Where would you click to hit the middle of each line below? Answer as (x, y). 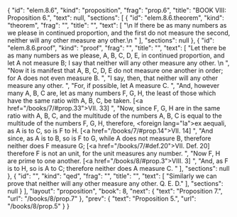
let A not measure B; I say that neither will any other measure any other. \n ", (118, 63)
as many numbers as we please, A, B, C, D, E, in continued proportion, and (116, 55)
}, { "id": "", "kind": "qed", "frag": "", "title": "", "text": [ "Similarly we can (112, 176)
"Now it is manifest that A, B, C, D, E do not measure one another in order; (115, 71)
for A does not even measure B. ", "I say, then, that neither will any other (113, 78)
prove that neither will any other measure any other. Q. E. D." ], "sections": (115, 183)
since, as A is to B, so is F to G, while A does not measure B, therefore (109, 138)
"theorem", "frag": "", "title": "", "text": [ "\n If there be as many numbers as (117, 25)
